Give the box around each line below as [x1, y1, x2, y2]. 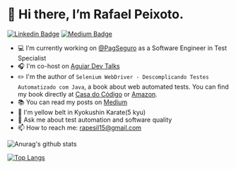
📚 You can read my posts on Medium [17, 98, 128, 106]
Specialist [17, 54, 47, 62]
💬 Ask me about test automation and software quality [17, 115, 172, 124]
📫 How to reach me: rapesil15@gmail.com [17, 123, 142, 132]
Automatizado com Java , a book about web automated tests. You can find [17, 82, 230, 91]
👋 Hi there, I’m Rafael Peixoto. [7, 6, 184, 23]
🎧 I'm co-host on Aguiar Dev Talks [17, 61, 120, 70]
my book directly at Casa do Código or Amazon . [17, 89, 158, 98]
